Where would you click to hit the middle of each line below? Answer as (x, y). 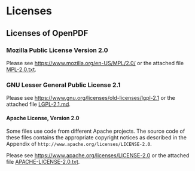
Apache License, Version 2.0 (43, 118)
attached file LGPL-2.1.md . (38, 104)
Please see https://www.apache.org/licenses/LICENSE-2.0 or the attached (98, 155)
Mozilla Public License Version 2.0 (57, 50)
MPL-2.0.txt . (22, 69)
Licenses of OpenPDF (47, 33)
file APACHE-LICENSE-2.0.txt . (43, 162)
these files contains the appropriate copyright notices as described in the (97, 138)
